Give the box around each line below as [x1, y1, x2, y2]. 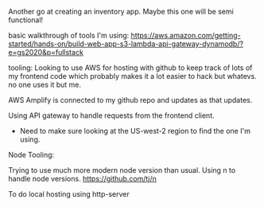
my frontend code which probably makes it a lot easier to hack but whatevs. [8, 72, 257, 80]
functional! [8, 15, 44, 25]
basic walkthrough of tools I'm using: [8, 31, 130, 40]
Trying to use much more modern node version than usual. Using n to [8, 166, 236, 174]
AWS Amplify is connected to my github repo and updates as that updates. [8, 96, 253, 104]
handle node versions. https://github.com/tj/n [8, 174, 157, 183]
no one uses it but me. [8, 80, 82, 89]
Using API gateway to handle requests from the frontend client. [8, 111, 215, 120]
